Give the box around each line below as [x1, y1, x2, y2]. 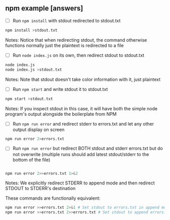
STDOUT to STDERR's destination [5, 185, 76, 192]
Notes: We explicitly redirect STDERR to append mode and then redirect [5, 180, 155, 186]
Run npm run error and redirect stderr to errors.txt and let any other [12, 120, 154, 127]
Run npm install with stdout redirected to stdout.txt [12, 17, 121, 23]
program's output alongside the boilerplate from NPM [5, 111, 117, 117]
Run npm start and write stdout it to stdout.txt [12, 86, 108, 92]
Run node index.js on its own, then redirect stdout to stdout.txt [12, 52, 145, 58]
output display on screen [12, 127, 65, 133]
